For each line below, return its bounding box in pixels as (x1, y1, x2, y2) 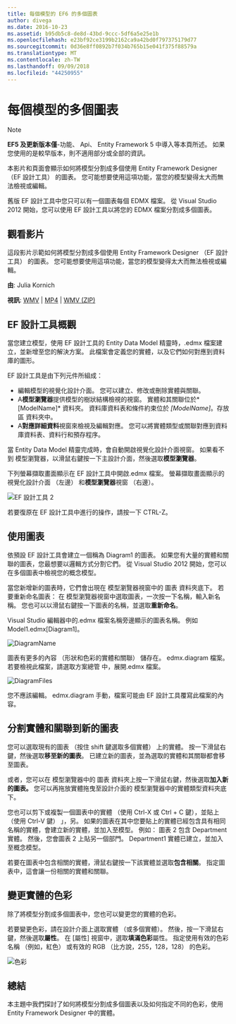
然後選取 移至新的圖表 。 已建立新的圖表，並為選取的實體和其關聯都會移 (19, 751, 225, 759)
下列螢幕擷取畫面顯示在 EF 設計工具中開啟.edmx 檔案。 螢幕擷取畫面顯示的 (7, 469, 225, 478)
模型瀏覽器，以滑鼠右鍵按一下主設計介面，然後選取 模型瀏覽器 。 (15, 454, 201, 463)
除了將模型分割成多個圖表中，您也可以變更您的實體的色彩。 (7, 910, 180, 918)
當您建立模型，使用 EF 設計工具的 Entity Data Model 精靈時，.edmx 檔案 (7, 339, 216, 347)
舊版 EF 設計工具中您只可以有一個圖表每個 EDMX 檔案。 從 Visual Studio (7, 197, 217, 205)
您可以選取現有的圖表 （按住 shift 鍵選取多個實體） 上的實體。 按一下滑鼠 (7, 742, 221, 751)
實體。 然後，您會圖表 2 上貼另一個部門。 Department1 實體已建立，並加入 (7, 834, 224, 843)
